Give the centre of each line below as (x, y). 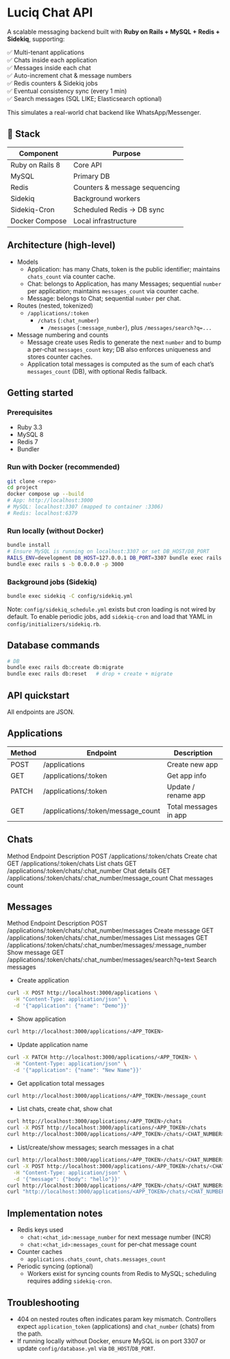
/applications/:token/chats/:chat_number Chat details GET (89, 871)
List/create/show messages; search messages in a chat (95, 1147)
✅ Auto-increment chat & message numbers (69, 75)
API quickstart (38, 695)
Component (39, 153)
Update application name (52, 1044)
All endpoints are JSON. (41, 712)
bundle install (29, 545)
